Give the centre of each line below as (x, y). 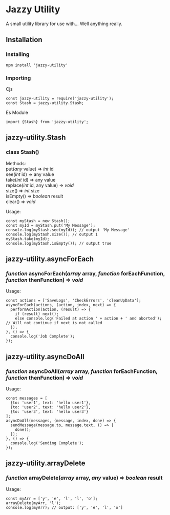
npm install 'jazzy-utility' (37, 65)
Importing (18, 78)
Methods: (16, 163)
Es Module (17, 112)
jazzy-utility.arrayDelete (46, 463)
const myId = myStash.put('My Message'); (51, 225)
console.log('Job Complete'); (42, 336)
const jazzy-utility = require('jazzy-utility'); (60, 98)
